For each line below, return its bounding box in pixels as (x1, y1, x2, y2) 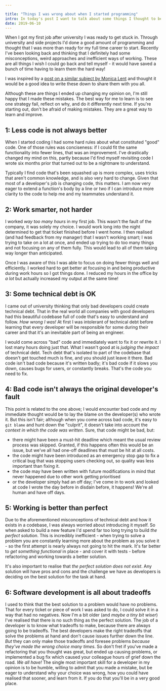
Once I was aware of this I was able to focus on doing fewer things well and (5, 260, 159, 265)
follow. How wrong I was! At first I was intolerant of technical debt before (5, 318, 154, 325)
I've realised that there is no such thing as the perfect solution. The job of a (5, 617, 158, 623)
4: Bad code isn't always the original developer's (5, 385, 159, 393)
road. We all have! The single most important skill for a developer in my (5, 659, 150, 665)
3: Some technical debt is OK (5, 290, 96, 298)
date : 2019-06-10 (5, 21, 41, 26)
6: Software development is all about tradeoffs (5, 588, 151, 597)
